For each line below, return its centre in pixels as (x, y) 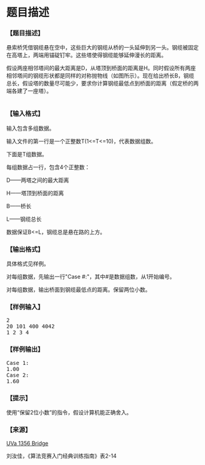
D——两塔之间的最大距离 (38, 180)
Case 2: (18, 375)
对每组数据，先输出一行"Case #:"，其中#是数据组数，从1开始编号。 (91, 277)
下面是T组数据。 (27, 154)
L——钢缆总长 (24, 219)
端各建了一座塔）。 (29, 91)
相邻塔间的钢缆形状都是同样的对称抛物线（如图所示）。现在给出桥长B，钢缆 (100, 76)
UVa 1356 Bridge (27, 444)
